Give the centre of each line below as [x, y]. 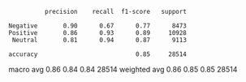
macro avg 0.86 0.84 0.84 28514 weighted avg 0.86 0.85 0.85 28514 [123, 69]
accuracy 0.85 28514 [97, 54]
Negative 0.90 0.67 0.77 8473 [97, 26]
